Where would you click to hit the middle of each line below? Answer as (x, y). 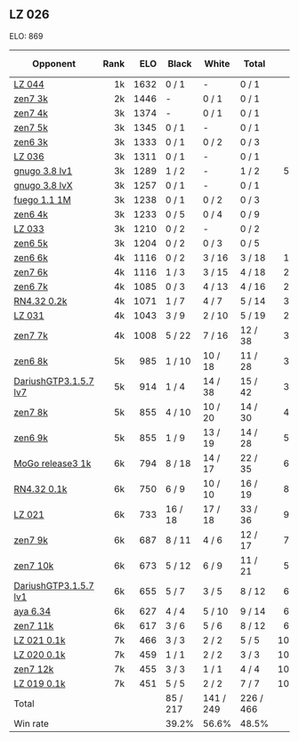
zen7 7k (31, 335)
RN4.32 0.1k (40, 488)
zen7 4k (31, 113)
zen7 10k (34, 566)
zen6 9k (31, 438)
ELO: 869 (26, 36)
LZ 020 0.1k (40, 655)
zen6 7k (31, 286)
